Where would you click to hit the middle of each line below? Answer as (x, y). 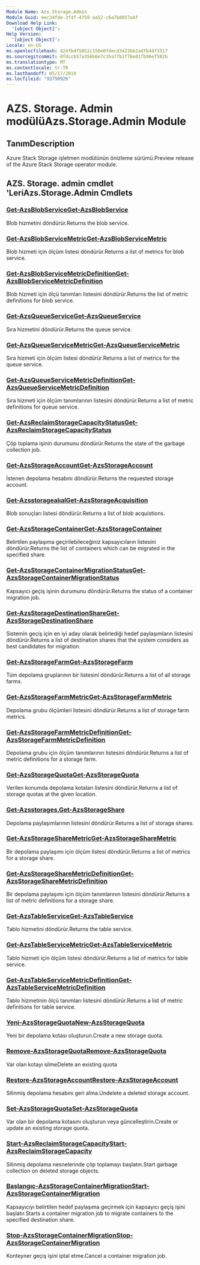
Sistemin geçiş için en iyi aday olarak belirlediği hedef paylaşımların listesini (100, 634)
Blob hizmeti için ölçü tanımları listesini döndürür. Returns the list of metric (97, 294)
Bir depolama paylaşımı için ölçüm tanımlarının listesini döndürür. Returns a (98, 894)
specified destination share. (41, 1219)
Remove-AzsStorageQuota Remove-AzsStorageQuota (86, 1051)
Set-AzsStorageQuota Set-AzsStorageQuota (72, 1109)
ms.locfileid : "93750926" (38, 79)
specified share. (26, 555)
